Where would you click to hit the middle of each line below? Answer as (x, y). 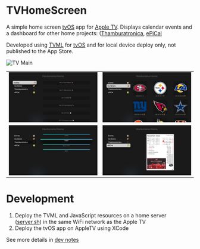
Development (40, 199)
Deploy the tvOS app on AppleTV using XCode (72, 228)
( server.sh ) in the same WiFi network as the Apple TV (80, 222)
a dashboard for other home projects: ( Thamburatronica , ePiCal (84, 33)
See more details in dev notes (43, 240)
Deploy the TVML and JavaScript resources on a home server (90, 216)
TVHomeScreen (47, 10)
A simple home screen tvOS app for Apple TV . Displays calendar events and (99, 27)
